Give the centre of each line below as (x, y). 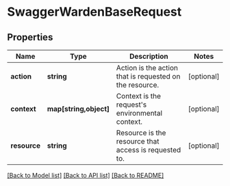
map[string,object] (78, 109)
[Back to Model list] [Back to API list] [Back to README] (86, 175)
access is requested (149, 150)
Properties (30, 37)
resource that (138, 141)
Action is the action (147, 68)
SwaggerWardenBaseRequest (94, 12)
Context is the (139, 96)
